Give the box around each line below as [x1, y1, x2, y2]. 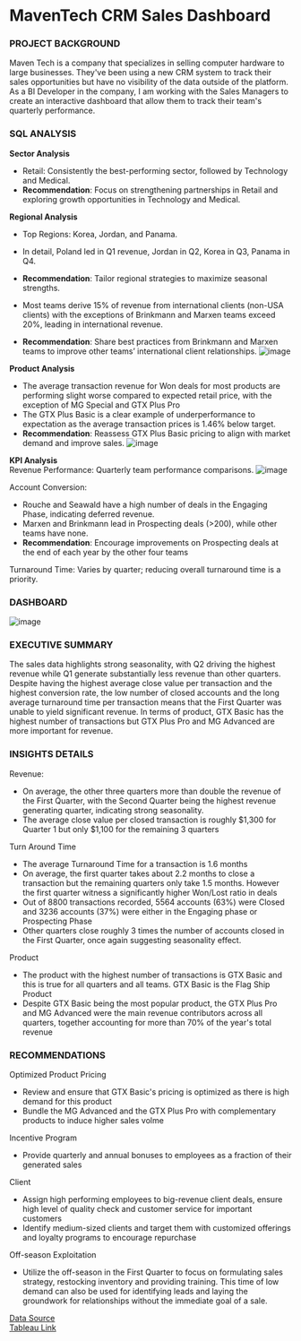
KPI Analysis [9, 454, 58, 466]
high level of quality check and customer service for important [21, 1203, 253, 1214]
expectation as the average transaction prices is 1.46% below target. [21, 418, 276, 429]
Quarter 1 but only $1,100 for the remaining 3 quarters [21, 823, 219, 834]
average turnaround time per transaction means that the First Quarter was [9, 697, 282, 708]
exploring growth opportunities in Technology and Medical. [21, 193, 241, 204]
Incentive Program [9, 1132, 78, 1143]
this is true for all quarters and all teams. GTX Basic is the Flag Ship [21, 978, 271, 990]
